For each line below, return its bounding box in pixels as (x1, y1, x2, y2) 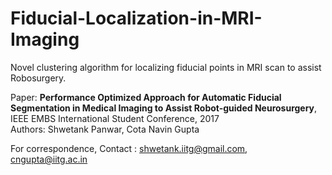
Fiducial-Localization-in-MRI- (10, 7, 263, 30)
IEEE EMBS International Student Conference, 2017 (10, 112, 220, 124)
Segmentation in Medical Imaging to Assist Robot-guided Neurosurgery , (10, 102, 318, 114)
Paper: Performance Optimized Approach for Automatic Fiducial (10, 91, 282, 103)
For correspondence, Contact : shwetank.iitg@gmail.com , (10, 142, 248, 154)
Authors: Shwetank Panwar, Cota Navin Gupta (10, 123, 200, 135)
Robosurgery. (10, 72, 67, 84)
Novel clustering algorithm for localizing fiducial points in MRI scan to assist (10, 61, 322, 73)
